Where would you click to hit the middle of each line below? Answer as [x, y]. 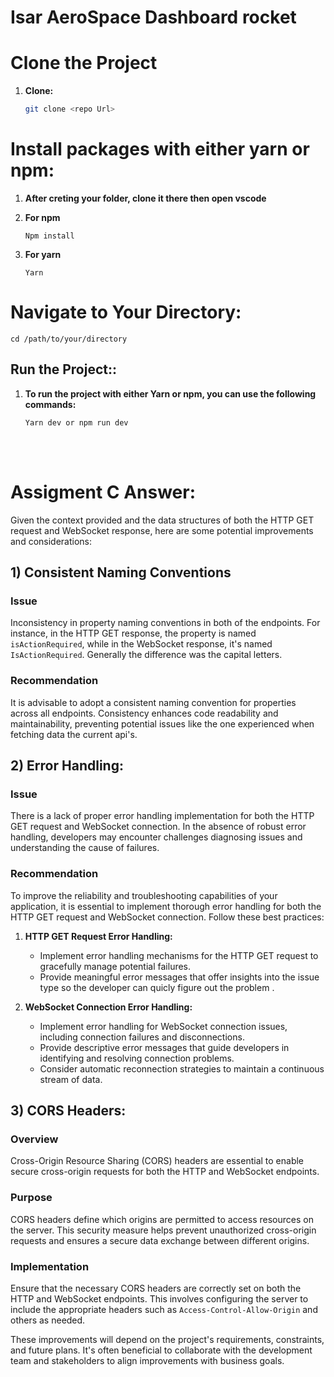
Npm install [49, 236]
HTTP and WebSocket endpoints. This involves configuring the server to [159, 1298]
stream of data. [71, 1079]
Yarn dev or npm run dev [76, 422]
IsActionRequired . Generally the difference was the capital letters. [146, 655]
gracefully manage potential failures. [115, 966]
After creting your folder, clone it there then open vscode [145, 198]
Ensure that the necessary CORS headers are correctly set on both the [156, 1288]
